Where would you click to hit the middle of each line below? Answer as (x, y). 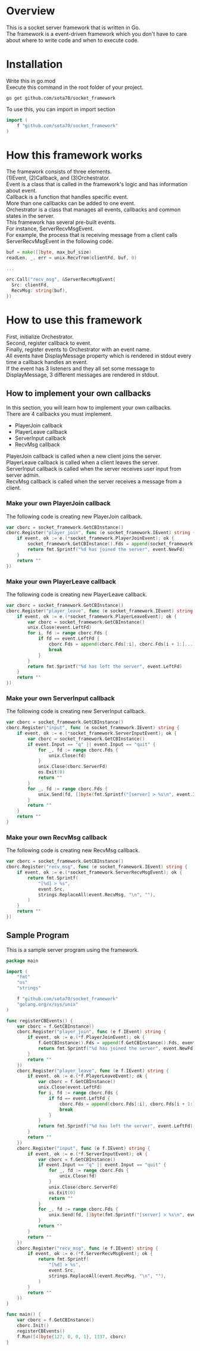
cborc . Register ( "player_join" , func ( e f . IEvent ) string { (92, 1032)
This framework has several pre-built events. (61, 223)
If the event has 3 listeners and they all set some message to (80, 368)
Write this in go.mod (31, 81)
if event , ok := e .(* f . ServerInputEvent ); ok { (87, 1154)
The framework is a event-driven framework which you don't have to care (97, 33)
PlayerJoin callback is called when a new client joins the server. (84, 456)
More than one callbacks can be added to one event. (71, 203)
